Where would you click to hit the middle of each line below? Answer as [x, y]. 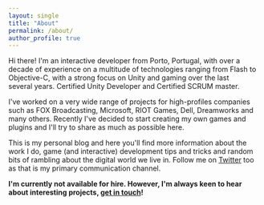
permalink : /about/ [41, 30]
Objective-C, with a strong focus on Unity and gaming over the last [119, 78]
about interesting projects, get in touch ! [76, 192]
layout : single [34, 16]
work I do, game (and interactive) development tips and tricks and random [131, 151]
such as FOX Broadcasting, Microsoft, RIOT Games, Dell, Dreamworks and [131, 111]
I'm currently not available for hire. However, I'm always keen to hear [125, 184]
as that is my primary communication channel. [85, 168]
